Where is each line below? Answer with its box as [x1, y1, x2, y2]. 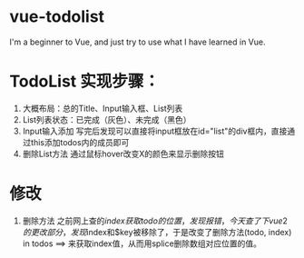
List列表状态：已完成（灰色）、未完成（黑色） [22, 114, 192, 124]
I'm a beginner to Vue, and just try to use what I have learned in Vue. [9, 36, 266, 47]
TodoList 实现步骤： [9, 71, 161, 92]
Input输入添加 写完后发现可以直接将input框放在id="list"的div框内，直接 [22, 125, 288, 136]
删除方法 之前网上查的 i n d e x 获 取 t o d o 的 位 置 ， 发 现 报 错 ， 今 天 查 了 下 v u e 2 [22, 215, 289, 226]
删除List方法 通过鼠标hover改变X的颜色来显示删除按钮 [22, 148, 224, 159]
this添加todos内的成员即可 [30, 136, 130, 147]
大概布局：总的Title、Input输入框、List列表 [22, 103, 183, 114]
